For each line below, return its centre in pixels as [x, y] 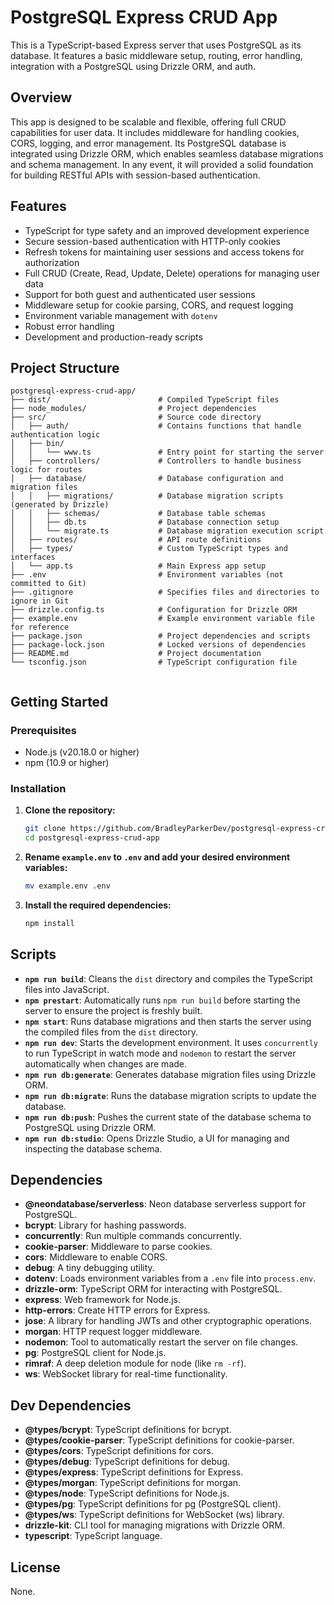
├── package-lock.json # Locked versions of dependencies [158, 645]
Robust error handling [69, 326]
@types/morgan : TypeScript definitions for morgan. [133, 1483]
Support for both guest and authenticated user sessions [140, 294]
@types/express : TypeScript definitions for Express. [134, 1472]
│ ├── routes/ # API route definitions [136, 540]
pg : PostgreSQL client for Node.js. [95, 1353]
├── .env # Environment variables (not [147, 575]
